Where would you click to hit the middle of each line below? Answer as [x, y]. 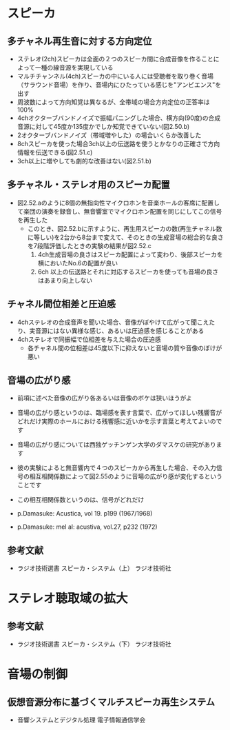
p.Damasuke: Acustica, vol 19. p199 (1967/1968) [85, 514]
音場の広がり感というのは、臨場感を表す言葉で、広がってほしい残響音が [119, 413]
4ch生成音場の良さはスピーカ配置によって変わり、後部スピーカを [130, 254]
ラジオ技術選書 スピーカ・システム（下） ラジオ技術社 [94, 644]
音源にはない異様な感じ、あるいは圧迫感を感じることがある [120, 330]
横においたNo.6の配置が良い [78, 263]
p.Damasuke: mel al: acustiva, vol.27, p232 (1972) [87, 527]
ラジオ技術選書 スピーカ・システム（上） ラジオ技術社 [94, 568]
